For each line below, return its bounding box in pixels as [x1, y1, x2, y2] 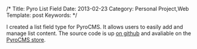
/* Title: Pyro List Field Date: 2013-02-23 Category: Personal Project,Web [6, 5, 189, 12]
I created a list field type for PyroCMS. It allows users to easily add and [6, 24, 184, 30]
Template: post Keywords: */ [6, 11, 78, 19]
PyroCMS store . [6, 36, 46, 43]
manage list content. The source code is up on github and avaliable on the [6, 30, 192, 37]
